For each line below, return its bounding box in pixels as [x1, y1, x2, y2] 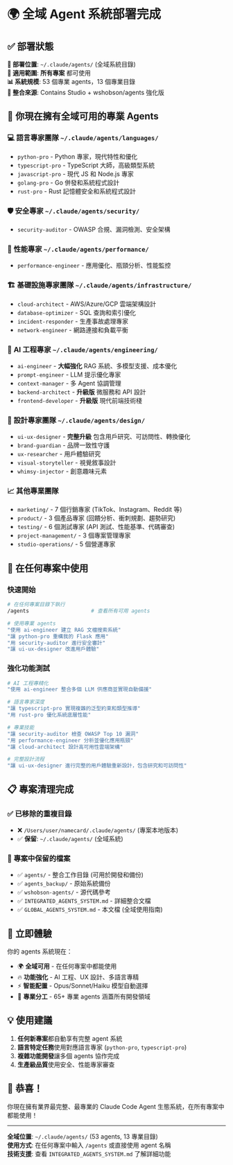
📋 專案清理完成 [7, 783, 74, 795]
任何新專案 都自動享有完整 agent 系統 [17, 1034, 123, 1042]
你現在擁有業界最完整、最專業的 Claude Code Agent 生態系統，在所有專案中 [7, 1102, 225, 1110]
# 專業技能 [7, 724, 35, 731]
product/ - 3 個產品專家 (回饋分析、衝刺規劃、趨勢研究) [17, 514, 176, 522]
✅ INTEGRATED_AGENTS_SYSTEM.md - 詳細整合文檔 [17, 897, 151, 905]
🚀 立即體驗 [7, 927, 52, 940]
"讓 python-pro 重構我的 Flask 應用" [7, 632, 109, 640]
